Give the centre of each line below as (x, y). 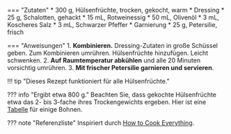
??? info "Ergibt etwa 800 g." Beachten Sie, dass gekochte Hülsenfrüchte (112, 94)
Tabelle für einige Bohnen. (45, 109)
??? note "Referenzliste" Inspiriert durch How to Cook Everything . (101, 123)
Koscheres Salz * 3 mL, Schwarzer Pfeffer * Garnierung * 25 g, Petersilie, (112, 25)
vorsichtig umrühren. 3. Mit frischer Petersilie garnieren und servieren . (111, 68)
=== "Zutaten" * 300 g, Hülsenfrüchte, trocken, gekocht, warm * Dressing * (116, 10)
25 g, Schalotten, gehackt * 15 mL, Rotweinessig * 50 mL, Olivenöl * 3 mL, (113, 17)
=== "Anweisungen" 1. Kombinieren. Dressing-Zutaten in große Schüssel (112, 45)
